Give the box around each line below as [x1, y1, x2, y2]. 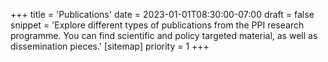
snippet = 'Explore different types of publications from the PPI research [10, 19, 305, 31]
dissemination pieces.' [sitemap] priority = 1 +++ [10, 40, 210, 52]
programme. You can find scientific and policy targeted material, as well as [10, 30, 318, 41]
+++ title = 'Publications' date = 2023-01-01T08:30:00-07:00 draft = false [10, 9, 315, 20]
